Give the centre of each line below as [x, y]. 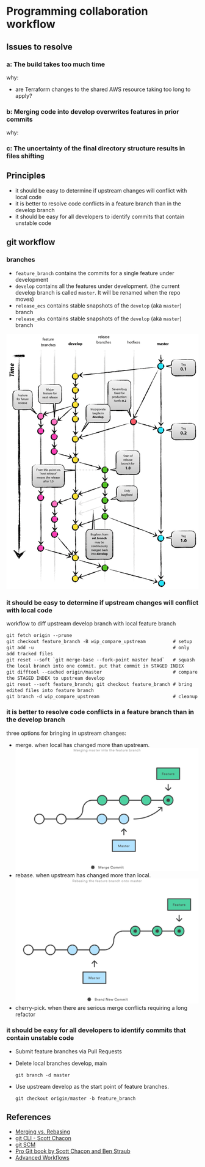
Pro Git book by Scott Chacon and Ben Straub [73, 1151]
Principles [26, 176]
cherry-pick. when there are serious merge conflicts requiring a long [101, 1008]
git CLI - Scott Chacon [43, 1138]
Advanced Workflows [42, 1158]
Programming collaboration [77, 11]
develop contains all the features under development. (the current [97, 286]
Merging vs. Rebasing [42, 1132]
